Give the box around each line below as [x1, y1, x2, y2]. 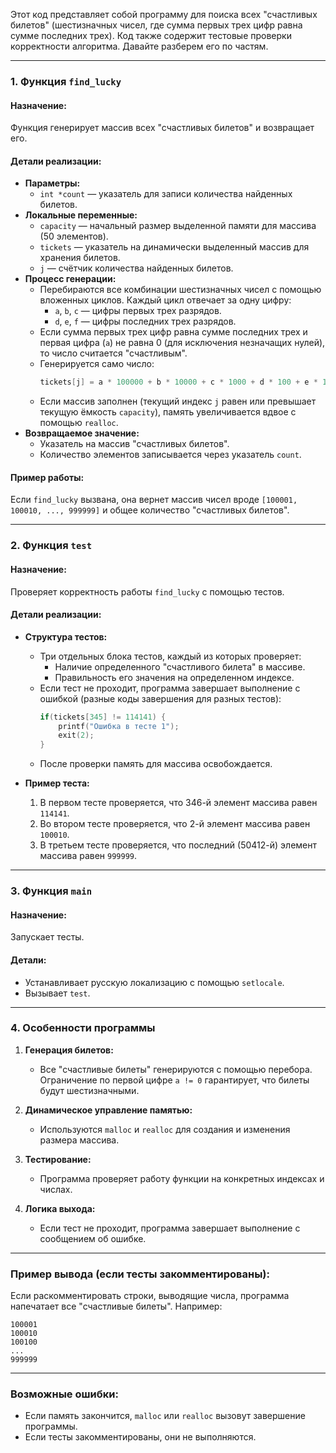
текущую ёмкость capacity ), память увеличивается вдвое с [39, 406, 297, 418]
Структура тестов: [24, 630, 108, 643]
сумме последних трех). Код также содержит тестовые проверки [10, 30, 292, 41]
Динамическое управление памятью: [24, 1104, 193, 1116]
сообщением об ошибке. [39, 1232, 147, 1244]
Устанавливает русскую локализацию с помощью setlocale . [24, 976, 285, 988]
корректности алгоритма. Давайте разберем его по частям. [10, 40, 269, 52]
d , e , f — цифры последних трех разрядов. [54, 315, 237, 328]
